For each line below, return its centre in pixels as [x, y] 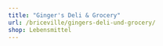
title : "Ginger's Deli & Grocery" [65, 15]
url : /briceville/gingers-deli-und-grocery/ [82, 23]
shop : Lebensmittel [40, 30]
